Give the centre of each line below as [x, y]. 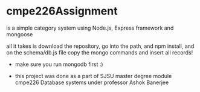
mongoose [20, 34]
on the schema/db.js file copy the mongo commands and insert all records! [100, 52]
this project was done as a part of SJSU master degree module [93, 76]
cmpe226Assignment [62, 11]
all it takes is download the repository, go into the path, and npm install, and [100, 46]
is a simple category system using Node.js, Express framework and [90, 28]
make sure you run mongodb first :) [59, 64]
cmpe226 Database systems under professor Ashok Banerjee [92, 82]
